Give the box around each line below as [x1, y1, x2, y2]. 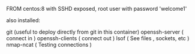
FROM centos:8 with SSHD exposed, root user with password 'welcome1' [6, 5, 187, 12]
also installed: [6, 17, 41, 23]
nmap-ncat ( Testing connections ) [6, 41, 92, 48]
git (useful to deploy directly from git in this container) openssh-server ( [6, 28, 184, 35]
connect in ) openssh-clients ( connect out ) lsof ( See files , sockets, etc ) [6, 35, 190, 41]
